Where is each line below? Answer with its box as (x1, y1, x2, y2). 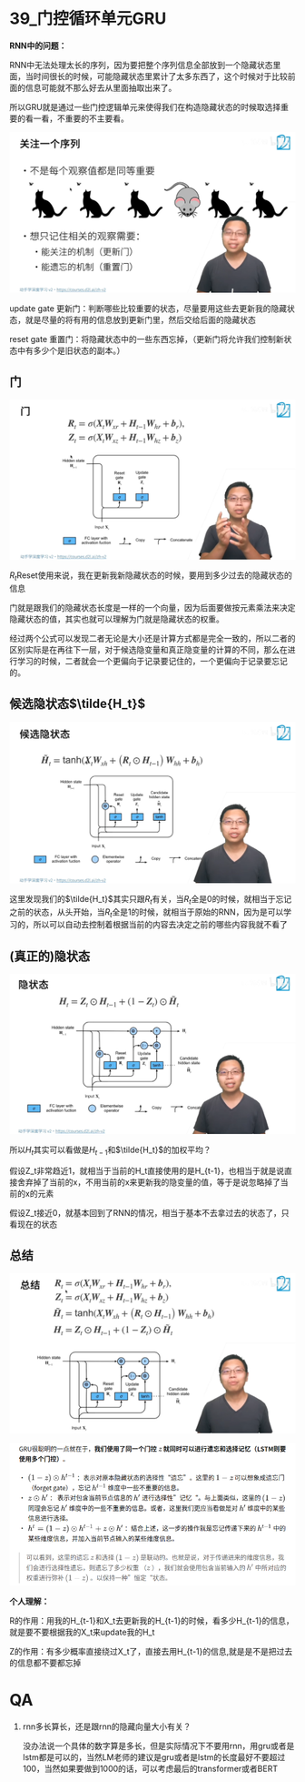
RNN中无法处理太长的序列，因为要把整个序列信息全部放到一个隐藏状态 (9, 59, 274, 70)
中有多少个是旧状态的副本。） (16, 345, 125, 356)
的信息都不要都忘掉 (9, 1657, 82, 1668)
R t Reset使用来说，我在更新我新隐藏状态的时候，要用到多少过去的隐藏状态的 (9, 570, 292, 583)
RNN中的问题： (9, 40, 67, 51)
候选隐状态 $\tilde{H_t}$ (9, 696, 146, 712)
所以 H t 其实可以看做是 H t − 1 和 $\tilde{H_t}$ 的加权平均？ (9, 1144, 212, 1158)
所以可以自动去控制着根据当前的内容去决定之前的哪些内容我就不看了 (33, 919, 288, 930)
